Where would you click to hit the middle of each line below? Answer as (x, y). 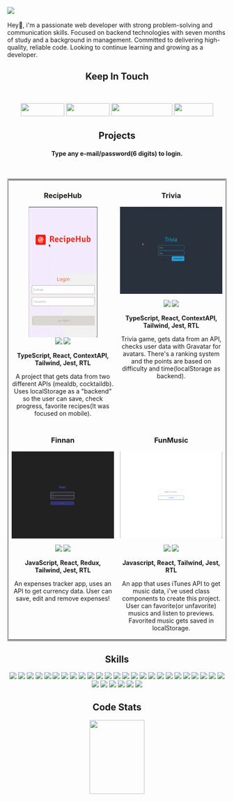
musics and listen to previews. (171, 613)
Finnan (63, 440)
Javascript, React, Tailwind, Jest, (171, 563)
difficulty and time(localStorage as (171, 368)
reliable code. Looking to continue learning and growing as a (116, 47)
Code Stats (117, 707)
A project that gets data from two (63, 377)
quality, (18, 47)
